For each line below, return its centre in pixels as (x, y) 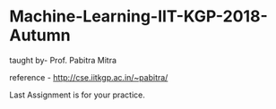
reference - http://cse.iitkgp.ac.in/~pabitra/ (89, 77)
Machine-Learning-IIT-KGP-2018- (138, 17)
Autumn (40, 35)
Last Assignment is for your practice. (78, 95)
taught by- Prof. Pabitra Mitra (63, 60)
